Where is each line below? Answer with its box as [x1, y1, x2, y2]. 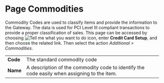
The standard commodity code [26, 56, 97, 63]
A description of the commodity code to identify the [26, 64, 145, 71]
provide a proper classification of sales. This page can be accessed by [5, 30, 147, 35]
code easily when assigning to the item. [26, 70, 117, 77]
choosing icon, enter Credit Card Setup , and [5, 35, 158, 41]
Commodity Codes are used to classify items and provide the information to [5, 19, 158, 25]
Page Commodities [5, 3, 84, 15]
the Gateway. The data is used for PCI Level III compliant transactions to [5, 24, 150, 30]
